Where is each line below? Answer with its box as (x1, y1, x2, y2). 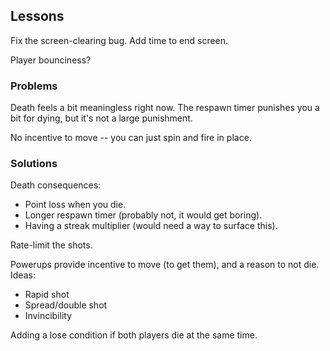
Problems (10, 79, 58, 93)
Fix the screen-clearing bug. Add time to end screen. (10, 34, 229, 46)
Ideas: (10, 269, 36, 281)
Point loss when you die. (24, 199, 127, 211)
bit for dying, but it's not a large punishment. (10, 112, 193, 124)
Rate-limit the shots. (10, 239, 93, 251)
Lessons (10, 8, 65, 25)
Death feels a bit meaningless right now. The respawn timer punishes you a (10, 102, 320, 114)
